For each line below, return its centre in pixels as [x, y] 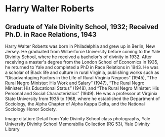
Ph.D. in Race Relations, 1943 [51, 34]
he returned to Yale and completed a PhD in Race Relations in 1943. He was [82, 67]
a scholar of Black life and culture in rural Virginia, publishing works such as [82, 72]
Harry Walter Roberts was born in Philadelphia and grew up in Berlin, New [80, 46]
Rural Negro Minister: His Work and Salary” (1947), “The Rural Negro [75, 83]
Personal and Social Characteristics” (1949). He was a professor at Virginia [81, 93]
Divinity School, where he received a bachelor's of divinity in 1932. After [79, 57]
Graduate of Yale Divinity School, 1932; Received [82, 27]
